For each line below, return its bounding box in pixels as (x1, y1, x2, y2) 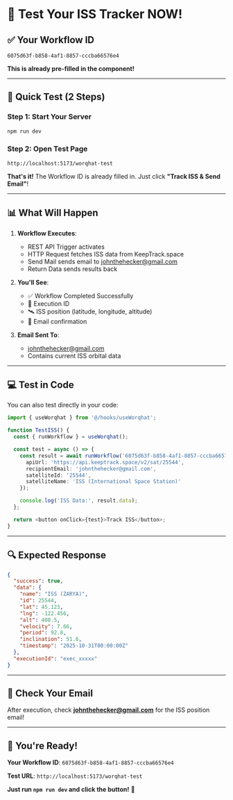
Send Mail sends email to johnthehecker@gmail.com (27, 257, 178, 266)
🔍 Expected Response (7, 549, 106, 562)
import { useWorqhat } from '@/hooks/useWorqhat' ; (7, 414, 157, 421)
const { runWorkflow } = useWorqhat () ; (13, 434, 129, 441)
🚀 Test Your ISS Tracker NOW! (7, 6, 182, 22)
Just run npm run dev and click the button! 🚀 (7, 785, 135, 794)
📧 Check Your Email (7, 687, 94, 699)
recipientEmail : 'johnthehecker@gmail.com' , (25, 465, 157, 472)
